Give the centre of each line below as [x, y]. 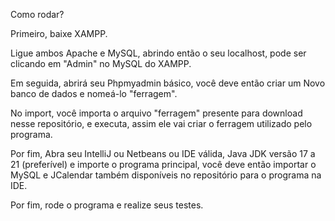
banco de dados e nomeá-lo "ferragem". [94, 93]
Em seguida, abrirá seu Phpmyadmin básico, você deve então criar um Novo [168, 83]
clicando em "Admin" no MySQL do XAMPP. [101, 63]
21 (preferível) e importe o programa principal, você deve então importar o [163, 164]
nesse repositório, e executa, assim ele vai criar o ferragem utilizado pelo [161, 123]
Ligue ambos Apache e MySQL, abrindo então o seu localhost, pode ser [158, 53]
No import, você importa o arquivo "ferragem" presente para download [156, 113]
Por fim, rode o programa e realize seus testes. [107, 205]
